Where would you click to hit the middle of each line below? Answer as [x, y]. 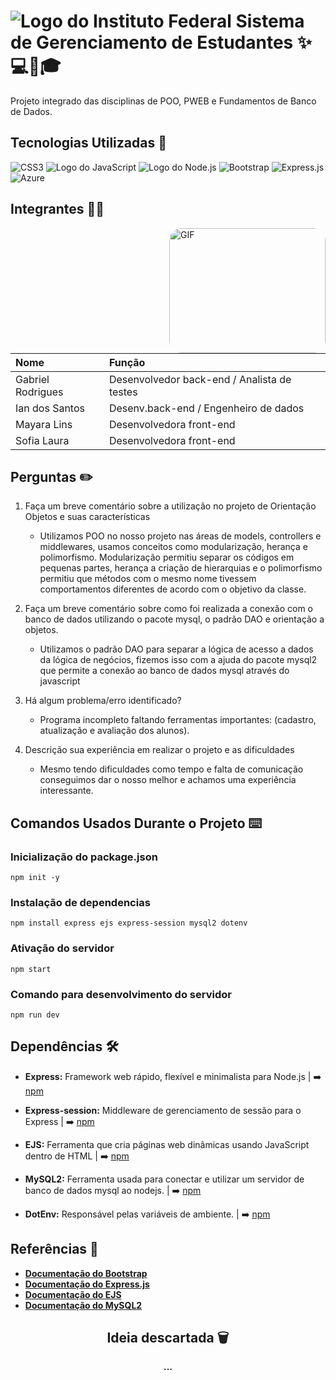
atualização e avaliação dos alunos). [114, 731]
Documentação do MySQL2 [83, 1305]
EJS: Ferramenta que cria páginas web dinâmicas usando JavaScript [167, 1144]
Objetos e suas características [87, 517]
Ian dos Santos [50, 408]
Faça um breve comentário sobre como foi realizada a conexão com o [168, 609]
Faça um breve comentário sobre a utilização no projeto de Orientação [170, 506]
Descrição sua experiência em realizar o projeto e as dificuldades [159, 750]
